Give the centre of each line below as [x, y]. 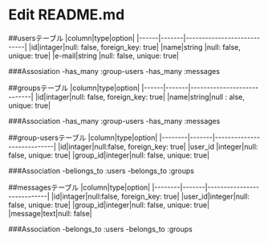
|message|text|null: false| [50, 213]
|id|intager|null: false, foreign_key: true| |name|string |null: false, [134, 47]
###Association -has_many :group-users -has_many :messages [114, 121]
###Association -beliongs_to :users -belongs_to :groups [102, 170]
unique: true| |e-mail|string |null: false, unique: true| [93, 55]
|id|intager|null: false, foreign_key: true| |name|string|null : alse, [140, 96]
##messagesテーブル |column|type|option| [79, 187]
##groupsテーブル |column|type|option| [74, 88]
